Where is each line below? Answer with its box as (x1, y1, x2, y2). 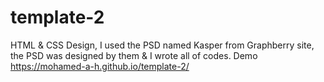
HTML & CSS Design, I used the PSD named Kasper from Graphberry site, (10, 39, 315, 51)
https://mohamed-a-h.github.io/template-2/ (10, 60, 190, 72)
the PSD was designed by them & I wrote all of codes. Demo (10, 49, 258, 61)
